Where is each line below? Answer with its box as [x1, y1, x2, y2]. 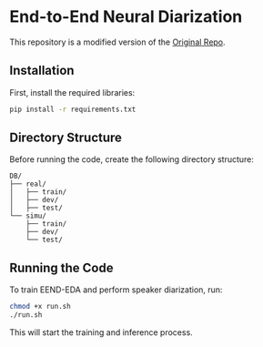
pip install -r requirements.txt [9, 105, 137, 114]
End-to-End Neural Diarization [9, 6, 243, 27]
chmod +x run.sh [9, 302, 71, 311]
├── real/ [9, 179, 47, 189]
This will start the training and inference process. [9, 327, 193, 338]
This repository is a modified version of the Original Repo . [9, 36, 226, 47]
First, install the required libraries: [9, 87, 136, 97]
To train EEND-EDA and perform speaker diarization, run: [9, 284, 223, 295]
